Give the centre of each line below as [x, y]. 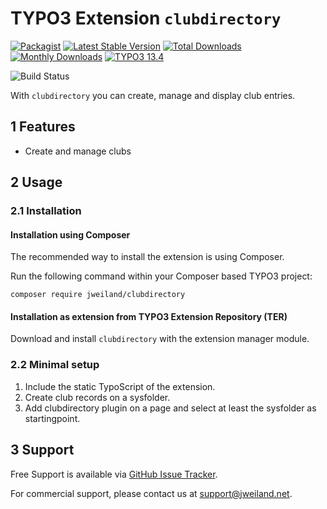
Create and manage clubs [78, 151]
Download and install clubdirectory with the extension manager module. [160, 339]
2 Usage [36, 182]
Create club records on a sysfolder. [97, 397]
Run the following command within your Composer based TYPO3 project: [161, 276]
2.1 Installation [46, 211]
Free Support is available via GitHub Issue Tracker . [114, 474]
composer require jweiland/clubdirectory [98, 295]
